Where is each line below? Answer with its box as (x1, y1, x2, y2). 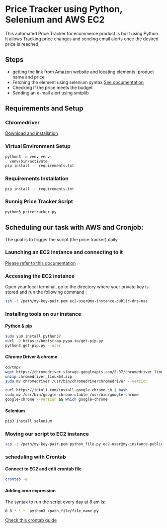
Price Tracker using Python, (5, 3, 123, 15)
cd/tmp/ (5, 364, 21, 370)
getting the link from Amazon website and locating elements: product (12, 69, 154, 75)
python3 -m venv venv (5, 154, 50, 159)
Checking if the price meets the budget (12, 85, 93, 90)
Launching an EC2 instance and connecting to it (5, 249, 123, 256)
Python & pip (5, 323, 32, 329)
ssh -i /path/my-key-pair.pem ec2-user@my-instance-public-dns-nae (5, 299, 148, 304)
